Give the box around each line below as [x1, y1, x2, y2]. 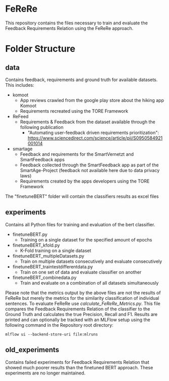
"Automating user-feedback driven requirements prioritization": [27, 129, 159, 135]
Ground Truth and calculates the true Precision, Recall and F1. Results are [5, 311, 158, 317]
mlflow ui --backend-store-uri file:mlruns [5, 332, 98, 337]
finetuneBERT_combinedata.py [12, 274, 77, 281]
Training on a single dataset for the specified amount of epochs [20, 236, 152, 243]
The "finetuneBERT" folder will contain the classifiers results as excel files [5, 193, 159, 199]
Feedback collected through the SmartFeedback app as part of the [20, 162, 159, 168]
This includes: [5, 82, 34, 88]
